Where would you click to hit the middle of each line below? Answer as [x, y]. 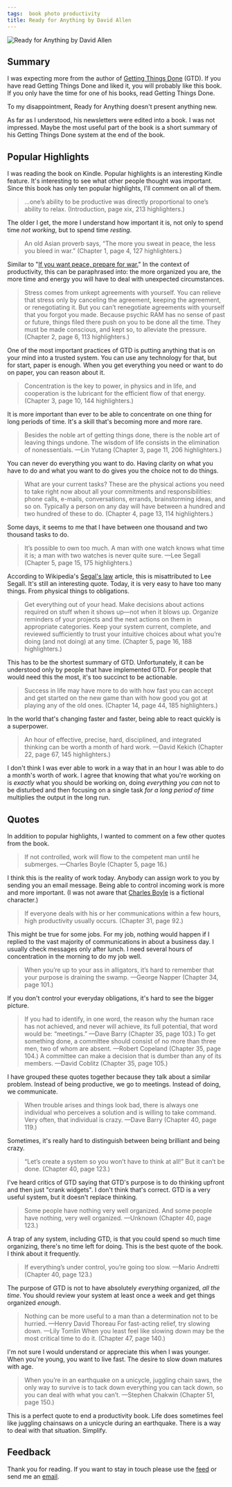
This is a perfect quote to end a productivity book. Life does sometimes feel [115, 1415]
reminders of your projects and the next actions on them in [108, 619]
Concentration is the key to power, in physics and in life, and [110, 386]
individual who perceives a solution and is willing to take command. [120, 1112]
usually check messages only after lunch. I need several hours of [100, 949]
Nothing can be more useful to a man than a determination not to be [121, 1316]
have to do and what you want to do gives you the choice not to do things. [113, 471]
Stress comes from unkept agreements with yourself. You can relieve [123, 293]
